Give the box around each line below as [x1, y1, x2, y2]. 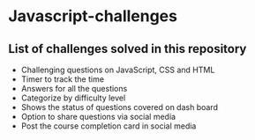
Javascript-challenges [8, 6, 178, 26]
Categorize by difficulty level [20, 92, 126, 103]
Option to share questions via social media [20, 112, 176, 122]
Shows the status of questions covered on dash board [20, 102, 218, 112]
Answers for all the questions [20, 84, 128, 93]
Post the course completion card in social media [20, 121, 197, 131]
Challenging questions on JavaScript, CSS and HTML [20, 64, 215, 75]
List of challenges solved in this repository [8, 41, 247, 56]
